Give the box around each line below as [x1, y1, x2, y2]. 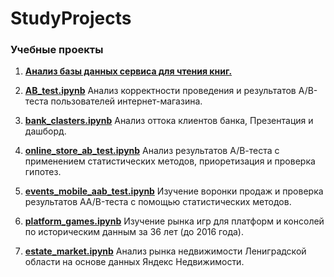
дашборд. [24, 125, 67, 137]
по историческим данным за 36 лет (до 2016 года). [24, 226, 244, 238]
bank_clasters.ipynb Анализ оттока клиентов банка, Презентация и [24, 115, 314, 127]
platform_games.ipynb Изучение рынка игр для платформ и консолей [24, 215, 325, 227]
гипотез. [24, 166, 62, 178]
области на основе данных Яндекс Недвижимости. [24, 256, 245, 268]
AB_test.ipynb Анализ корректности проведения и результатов [24, 85, 297, 97]
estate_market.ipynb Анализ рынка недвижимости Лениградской [24, 245, 307, 257]
